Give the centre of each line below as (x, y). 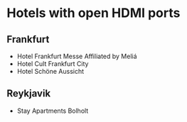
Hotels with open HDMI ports (93, 13)
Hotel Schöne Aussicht (50, 71)
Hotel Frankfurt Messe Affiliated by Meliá (77, 56)
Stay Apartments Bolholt (53, 111)
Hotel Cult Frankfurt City (53, 64)
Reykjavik (29, 94)
